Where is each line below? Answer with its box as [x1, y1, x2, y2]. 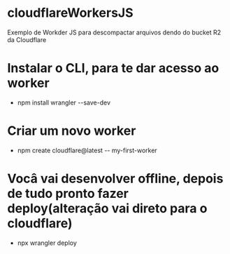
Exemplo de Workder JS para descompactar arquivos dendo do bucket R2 [7, 28, 222, 36]
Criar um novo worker [7, 123, 136, 139]
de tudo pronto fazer [7, 186, 129, 201]
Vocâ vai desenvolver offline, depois [7, 171, 224, 187]
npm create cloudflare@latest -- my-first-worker [17, 146, 157, 154]
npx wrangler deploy [17, 239, 77, 247]
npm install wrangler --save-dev [17, 98, 110, 107]
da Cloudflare [7, 35, 47, 44]
